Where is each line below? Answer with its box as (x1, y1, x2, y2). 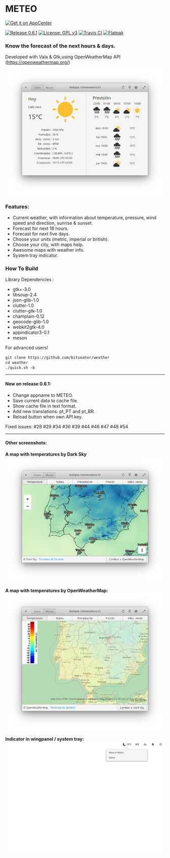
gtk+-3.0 (12, 286, 31, 292)
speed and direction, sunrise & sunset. (12, 220, 93, 226)
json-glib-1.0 (12, 297, 39, 303)
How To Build (5, 265, 38, 272)
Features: (5, 203, 29, 210)
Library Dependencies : (5, 277, 54, 283)
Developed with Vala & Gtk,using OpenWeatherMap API (5, 54, 121, 60)
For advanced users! (5, 345, 48, 351)
